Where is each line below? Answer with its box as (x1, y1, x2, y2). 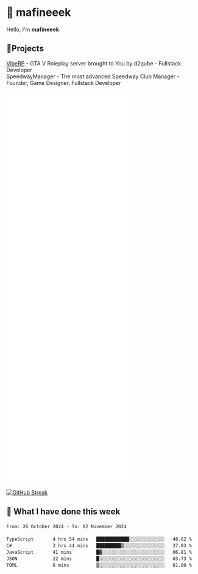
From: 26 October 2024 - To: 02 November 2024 (6, 523, 127, 529)
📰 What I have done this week (6, 507, 121, 517)
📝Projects (6, 43, 44, 54)
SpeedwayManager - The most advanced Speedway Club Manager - (6, 73, 180, 80)
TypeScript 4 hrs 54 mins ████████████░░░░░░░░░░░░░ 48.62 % (6, 536, 192, 543)
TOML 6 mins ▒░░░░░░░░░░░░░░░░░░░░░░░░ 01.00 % (6, 562, 192, 568)
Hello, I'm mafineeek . (6, 26, 61, 33)
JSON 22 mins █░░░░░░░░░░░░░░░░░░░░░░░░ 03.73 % (6, 556, 192, 562)
